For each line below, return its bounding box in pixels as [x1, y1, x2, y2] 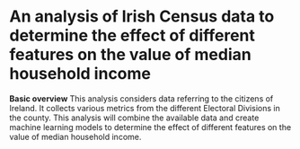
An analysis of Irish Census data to [9, 6, 275, 27]
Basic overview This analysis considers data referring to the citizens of [9, 92, 274, 104]
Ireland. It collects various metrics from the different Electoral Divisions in [9, 102, 280, 113]
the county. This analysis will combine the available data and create [9, 112, 260, 123]
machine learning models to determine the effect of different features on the [9, 121, 292, 132]
